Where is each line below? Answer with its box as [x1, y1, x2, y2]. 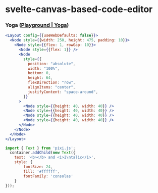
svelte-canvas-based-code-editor [5, 4, 153, 15]
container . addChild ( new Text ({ [10, 150, 76, 155]
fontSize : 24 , [23, 164, 53, 170]
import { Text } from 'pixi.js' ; [5, 146, 76, 151]
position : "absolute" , [27, 61, 76, 66]
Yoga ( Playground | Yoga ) [5, 22, 69, 29]
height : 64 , [27, 75, 53, 80]
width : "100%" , [27, 66, 60, 71]
